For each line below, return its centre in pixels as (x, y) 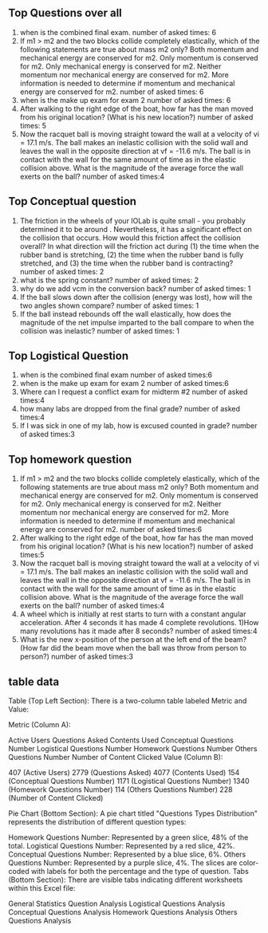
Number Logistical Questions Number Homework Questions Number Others (133, 749)
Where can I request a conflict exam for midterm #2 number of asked (134, 392)
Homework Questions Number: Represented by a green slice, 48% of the (128, 837)
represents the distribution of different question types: (97, 822)
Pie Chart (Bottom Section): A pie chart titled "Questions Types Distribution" (133, 813)
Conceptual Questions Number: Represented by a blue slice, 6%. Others (127, 854)
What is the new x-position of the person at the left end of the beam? (133, 640)
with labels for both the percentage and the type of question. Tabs (140, 872)
